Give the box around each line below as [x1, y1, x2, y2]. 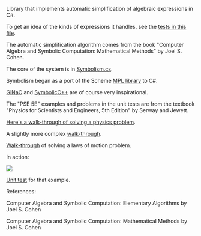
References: [6, 188, 36, 195]
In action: [6, 153, 29, 160]
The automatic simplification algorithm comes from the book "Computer [6, 41, 184, 48]
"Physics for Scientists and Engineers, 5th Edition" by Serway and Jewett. [6, 107, 189, 113]
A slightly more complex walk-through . [6, 130, 102, 137]
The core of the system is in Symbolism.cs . [6, 65, 113, 73]
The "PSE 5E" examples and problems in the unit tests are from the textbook [6, 100, 195, 107]
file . [6, 29, 16, 37]
